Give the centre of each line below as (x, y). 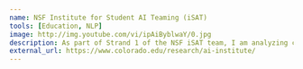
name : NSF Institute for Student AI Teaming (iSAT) (108, 17)
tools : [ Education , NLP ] (56, 26)
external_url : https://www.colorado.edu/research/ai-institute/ (133, 51)
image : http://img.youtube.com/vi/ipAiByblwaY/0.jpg (110, 34)
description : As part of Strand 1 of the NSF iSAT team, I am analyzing (149, 43)
